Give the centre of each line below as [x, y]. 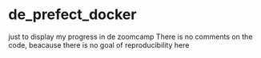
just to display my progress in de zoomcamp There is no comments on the [130, 37]
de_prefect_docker [72, 15]
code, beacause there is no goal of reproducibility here [99, 44]
